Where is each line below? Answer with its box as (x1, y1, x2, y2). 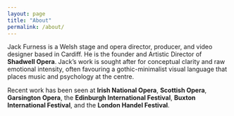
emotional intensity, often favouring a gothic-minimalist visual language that (7, 65, 228, 74)
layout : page (7, 10, 46, 18)
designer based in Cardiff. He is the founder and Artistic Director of (7, 50, 202, 58)
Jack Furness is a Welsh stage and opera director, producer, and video (7, 43, 213, 51)
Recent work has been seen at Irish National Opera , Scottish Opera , (7, 86, 207, 95)
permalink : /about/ (7, 23, 65, 30)
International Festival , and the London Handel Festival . (7, 101, 171, 110)
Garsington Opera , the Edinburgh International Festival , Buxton (7, 94, 196, 102)
